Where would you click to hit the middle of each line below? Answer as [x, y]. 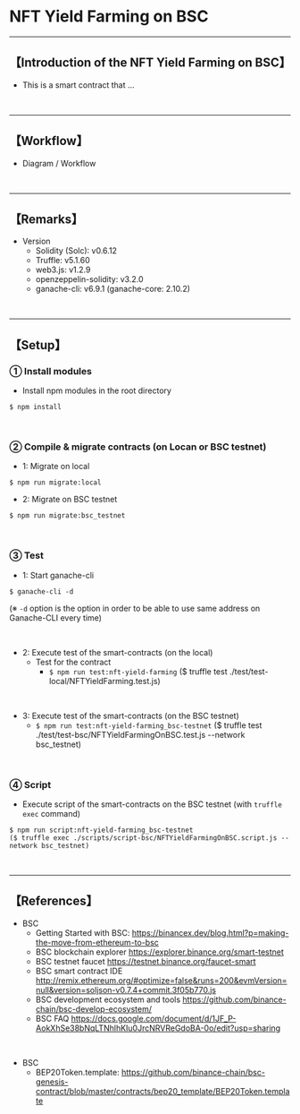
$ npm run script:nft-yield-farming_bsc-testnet [101, 830]
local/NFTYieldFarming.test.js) [104, 681]
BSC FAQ [52, 1018]
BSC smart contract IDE [79, 971]
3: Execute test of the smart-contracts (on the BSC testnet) [130, 716]
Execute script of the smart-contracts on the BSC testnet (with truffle [152, 804]
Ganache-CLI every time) [56, 617]
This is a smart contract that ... [79, 85]
